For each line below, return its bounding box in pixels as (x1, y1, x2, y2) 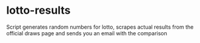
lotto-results (6, 4, 71, 17)
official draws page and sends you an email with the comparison (6, 29, 168, 36)
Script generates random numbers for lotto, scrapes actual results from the (6, 23, 194, 30)
